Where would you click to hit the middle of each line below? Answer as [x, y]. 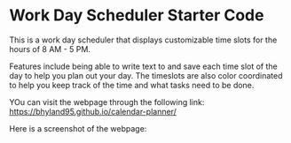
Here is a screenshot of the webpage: [78, 128]
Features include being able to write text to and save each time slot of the [143, 66]
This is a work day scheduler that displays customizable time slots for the [143, 40]
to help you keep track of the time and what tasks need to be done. [132, 85]
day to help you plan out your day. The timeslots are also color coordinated [146, 75]
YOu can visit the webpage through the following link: [107, 102]
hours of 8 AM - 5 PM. [50, 49]
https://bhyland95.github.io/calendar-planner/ [93, 111]
